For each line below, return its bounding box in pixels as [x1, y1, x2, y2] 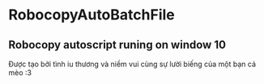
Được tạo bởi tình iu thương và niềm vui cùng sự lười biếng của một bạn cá [8, 59, 257, 69]
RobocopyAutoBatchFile [8, 6, 176, 24]
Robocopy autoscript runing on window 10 [8, 38, 227, 52]
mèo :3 [8, 68, 32, 78]
